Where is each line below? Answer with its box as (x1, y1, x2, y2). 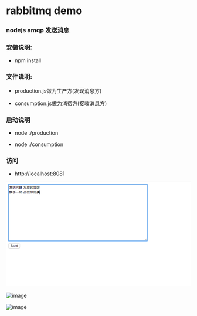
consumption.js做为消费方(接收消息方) (14, 100, 107, 107)
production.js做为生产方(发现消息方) (14, 87, 102, 94)
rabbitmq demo (6, 4, 83, 18)
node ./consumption (14, 141, 64, 148)
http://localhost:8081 (14, 170, 65, 177)
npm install (14, 57, 42, 64)
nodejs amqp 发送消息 (6, 26, 70, 35)
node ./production (14, 130, 59, 136)
